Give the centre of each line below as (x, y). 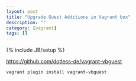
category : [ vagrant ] (32, 28)
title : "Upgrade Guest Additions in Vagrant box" (69, 17)
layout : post (22, 11)
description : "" (26, 22)
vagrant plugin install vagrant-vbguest (57, 72)
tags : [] (17, 33)
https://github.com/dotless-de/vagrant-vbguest (64, 62)
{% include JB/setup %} (35, 50)
